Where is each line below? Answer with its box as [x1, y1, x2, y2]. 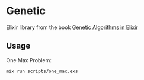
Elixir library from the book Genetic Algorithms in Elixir [6, 24, 138, 31]
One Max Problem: [6, 56, 52, 63]
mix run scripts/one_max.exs [6, 68, 78, 74]
